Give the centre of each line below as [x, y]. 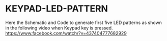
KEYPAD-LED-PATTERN [57, 9]
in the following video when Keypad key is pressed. [59, 27]
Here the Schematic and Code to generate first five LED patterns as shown [83, 22]
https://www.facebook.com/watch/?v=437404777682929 [66, 33]
